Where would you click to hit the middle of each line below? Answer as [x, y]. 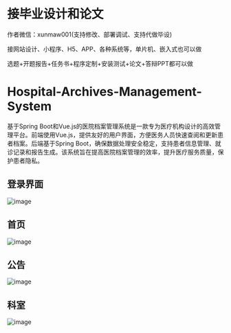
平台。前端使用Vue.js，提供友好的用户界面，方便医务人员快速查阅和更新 [115, 135]
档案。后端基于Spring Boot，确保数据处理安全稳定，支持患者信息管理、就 [117, 143]
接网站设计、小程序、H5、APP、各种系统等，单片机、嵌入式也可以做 [104, 49]
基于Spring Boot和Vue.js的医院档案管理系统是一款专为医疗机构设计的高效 [111, 126]
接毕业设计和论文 [56, 14]
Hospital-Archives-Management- [105, 92]
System [30, 106]
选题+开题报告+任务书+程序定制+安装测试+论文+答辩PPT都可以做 [100, 63]
